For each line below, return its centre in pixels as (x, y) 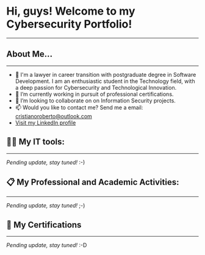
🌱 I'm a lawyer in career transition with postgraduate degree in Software (106, 74)
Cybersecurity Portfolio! (69, 24)
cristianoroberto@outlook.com (54, 116)
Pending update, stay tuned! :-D (47, 245)
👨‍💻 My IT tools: (36, 142)
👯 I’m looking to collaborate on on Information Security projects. (95, 100)
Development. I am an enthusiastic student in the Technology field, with (105, 81)
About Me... (30, 54)
